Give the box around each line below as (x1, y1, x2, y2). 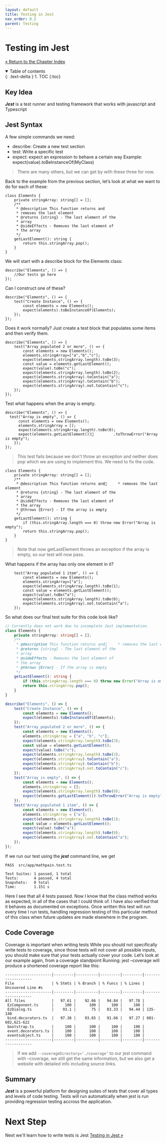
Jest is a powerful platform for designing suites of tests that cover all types (5, 1088, 158, 1094)
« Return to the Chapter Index (5, 59, 66, 65)
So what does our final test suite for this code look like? (5, 614, 118, 620)
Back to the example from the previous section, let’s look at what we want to (5, 178, 161, 184)
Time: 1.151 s (5, 884, 50, 889)
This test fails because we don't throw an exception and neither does (17, 453, 158, 459)
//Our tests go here (14, 272, 56, 277)
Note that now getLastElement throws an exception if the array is (17, 546, 150, 552)
